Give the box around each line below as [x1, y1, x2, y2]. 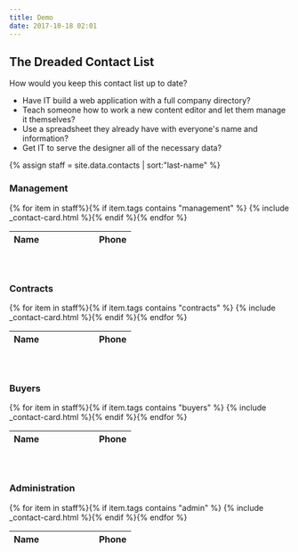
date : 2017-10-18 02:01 [9, 21, 98, 30]
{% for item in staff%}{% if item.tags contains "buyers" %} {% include [9, 402, 267, 413]
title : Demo [9, 12, 53, 22]
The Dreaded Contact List [9, 54, 155, 70]
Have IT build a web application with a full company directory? [21, 95, 251, 106]
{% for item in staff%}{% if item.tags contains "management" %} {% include [9, 202, 289, 213]
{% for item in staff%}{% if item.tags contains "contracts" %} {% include [9, 302, 276, 313]
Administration [9, 482, 76, 495]
